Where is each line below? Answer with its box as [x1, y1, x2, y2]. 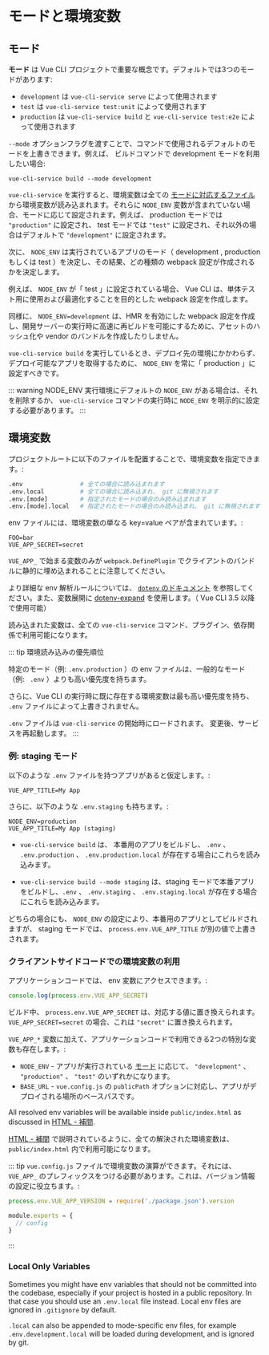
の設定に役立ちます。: [8, 1181, 80, 1191]
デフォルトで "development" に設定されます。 [22, 230, 171, 239]
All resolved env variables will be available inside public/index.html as [8, 1107, 242, 1117]
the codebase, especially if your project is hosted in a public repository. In [8, 1288, 252, 1297]
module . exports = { [8, 1211, 74, 1219]
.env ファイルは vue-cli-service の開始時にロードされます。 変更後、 [8, 719, 239, 728]
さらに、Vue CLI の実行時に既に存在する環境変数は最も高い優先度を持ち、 [8, 692, 254, 701]
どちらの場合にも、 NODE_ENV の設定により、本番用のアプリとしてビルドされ [8, 914, 258, 923]
